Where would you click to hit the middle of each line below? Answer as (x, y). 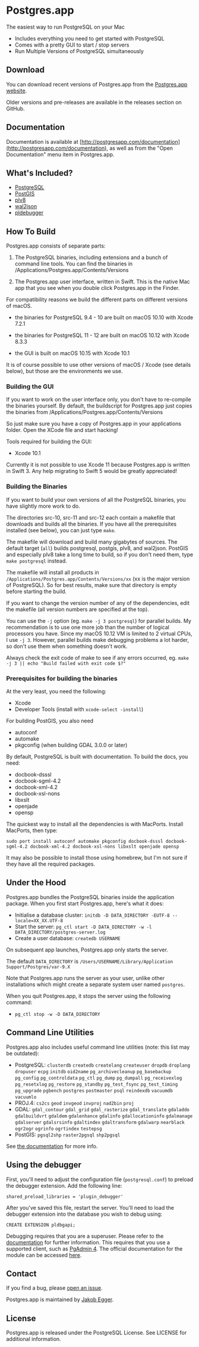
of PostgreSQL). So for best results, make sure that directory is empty (91, 585)
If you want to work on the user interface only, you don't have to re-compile (99, 400)
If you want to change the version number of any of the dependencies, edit (98, 603)
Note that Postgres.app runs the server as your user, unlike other (86, 978)
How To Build (31, 231)
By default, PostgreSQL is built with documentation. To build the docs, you (97, 757)
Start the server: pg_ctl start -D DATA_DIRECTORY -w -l (83, 926)
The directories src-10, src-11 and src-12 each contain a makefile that (91, 517)
